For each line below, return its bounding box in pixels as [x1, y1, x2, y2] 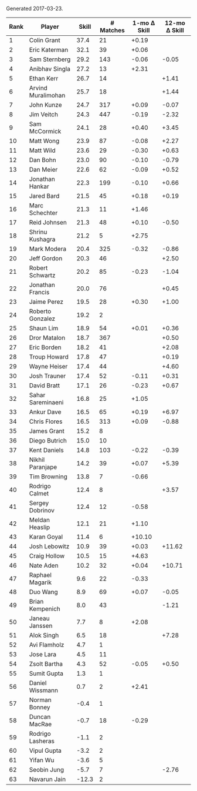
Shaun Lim [29, 324, 59, 332]
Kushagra [29, 235, 56, 243]
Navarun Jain [29, 775, 66, 783]
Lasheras [29, 737, 55, 745]
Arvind [29, 84, 48, 92]
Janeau [29, 614, 50, 622]
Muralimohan [29, 91, 66, 99]
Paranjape [29, 463, 57, 471]
